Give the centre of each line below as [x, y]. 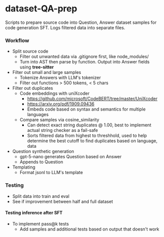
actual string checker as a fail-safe [62, 130]
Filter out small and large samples [47, 72]
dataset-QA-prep [41, 9]
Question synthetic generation [43, 151]
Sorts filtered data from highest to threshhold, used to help [87, 136]
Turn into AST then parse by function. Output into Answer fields [84, 62]
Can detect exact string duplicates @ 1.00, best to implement [89, 125]
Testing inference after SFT [34, 213]
